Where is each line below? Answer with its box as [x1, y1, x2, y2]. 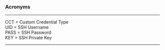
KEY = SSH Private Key [5, 35, 52, 41]
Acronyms [5, 3, 30, 10]
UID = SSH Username [5, 25, 49, 30]
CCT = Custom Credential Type [5, 19, 69, 25]
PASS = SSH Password [5, 29, 52, 35]
